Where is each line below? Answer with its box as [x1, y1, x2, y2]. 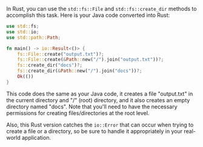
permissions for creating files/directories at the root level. [6, 109, 150, 117]
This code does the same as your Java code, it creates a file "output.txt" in [6, 90, 193, 97]
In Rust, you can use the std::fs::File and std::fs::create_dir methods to [6, 5, 197, 12]
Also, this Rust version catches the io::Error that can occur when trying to [6, 121, 194, 128]
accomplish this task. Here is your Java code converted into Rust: [6, 11, 170, 19]
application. [21, 134, 52, 141]
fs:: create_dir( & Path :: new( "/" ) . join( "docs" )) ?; [17, 68, 142, 74]
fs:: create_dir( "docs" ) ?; [17, 62, 83, 68]
